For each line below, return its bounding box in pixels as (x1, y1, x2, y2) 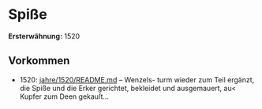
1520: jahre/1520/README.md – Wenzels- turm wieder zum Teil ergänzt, (19, 74, 255, 84)
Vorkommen (8, 54, 70, 67)
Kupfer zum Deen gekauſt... (19, 92, 109, 101)
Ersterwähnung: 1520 (8, 31, 80, 41)
